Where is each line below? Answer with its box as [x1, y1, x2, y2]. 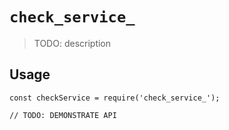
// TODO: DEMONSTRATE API [9, 110, 117, 120]
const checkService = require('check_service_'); [9, 93, 221, 103]
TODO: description [33, 37, 112, 49]
